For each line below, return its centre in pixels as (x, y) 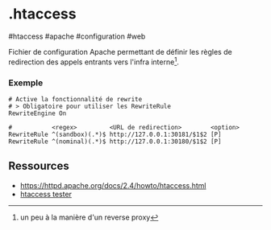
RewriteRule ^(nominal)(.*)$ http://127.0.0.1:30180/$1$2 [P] (115, 142)
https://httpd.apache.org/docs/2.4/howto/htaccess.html (113, 185)
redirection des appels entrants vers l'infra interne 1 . (94, 61)
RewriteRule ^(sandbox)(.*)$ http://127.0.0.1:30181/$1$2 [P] (115, 134)
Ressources (39, 166)
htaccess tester (46, 194)
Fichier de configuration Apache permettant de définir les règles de (120, 51)
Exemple (26, 83)
